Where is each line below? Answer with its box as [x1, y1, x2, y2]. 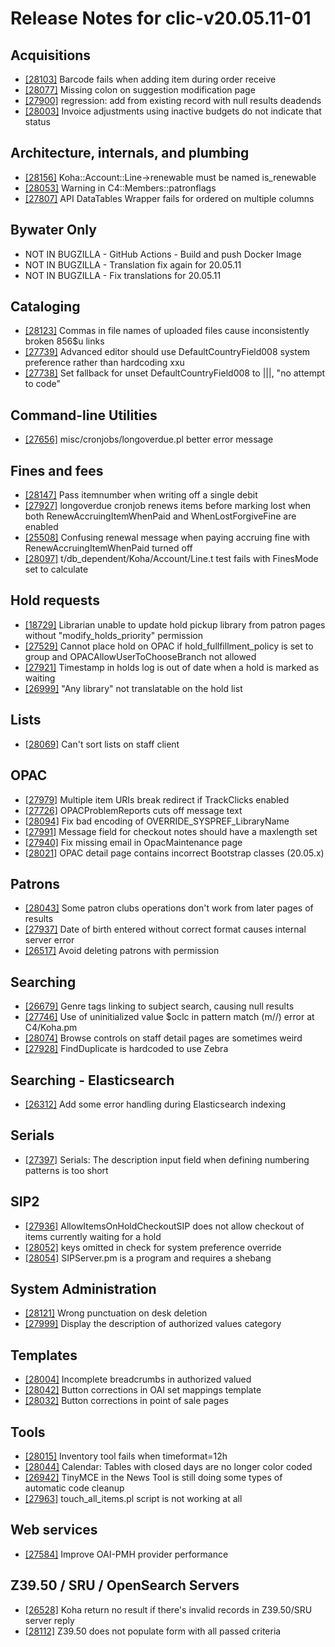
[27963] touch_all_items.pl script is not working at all [24, 1493, 243, 1504]
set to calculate [24, 563, 89, 576]
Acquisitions [10, 47, 92, 64]
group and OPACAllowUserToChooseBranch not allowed [24, 650, 257, 662]
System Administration [10, 1280, 157, 1297]
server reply [24, 1614, 75, 1626]
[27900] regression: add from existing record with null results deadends [24, 95, 322, 106]
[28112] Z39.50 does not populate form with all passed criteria [24, 1625, 282, 1637]
